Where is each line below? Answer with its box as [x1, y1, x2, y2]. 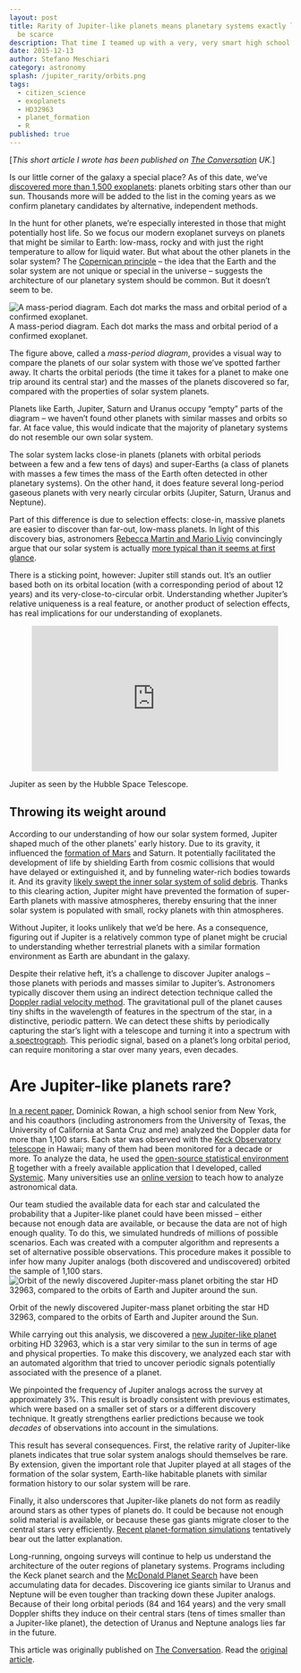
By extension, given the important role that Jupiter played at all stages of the [9, 1459, 291, 1469]
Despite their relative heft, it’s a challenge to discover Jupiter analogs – [9, 967, 271, 978]
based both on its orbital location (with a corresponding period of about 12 [9, 579, 284, 590]
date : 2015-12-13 [9, 47, 74, 56]
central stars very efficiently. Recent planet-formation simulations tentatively [9, 1523, 291, 1534]
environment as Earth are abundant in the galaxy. [9, 950, 191, 961]
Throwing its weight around [9, 804, 167, 820]
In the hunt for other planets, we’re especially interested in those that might [9, 217, 287, 229]
